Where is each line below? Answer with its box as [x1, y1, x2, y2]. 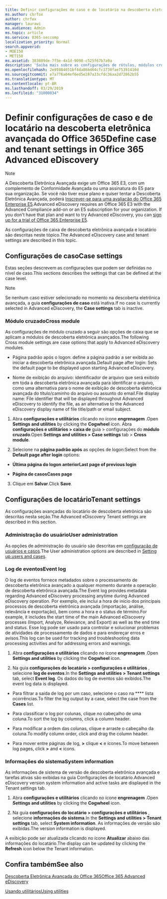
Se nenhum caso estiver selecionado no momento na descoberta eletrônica [5, 295, 161, 301]
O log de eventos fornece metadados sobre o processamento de [5, 577, 138, 583]
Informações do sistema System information [5, 758, 114, 765]
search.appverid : [5, 44, 41, 49]
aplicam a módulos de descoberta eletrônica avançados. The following [5, 334, 149, 340]
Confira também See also [5, 860, 83, 869]
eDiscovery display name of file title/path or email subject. [12, 406, 132, 412]
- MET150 [5, 53, 23, 59]
